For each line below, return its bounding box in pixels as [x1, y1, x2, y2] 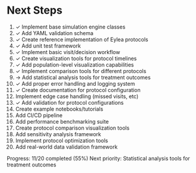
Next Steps [7, 4, 63, 17]
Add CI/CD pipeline [15, 111, 63, 119]
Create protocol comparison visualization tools [15, 124, 130, 131]
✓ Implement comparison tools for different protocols [15, 67, 147, 74]
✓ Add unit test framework [15, 42, 81, 49]
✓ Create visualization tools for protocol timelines [15, 55, 137, 62]
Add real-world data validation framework [15, 143, 118, 150]
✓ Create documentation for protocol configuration [15, 86, 141, 93]
